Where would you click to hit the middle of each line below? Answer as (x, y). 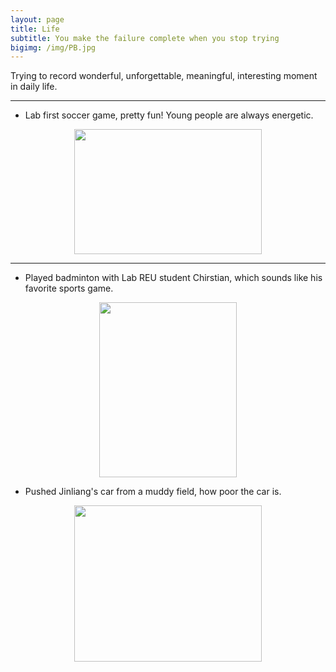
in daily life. (34, 87)
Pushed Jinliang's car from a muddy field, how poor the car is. (153, 492)
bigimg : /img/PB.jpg (53, 47)
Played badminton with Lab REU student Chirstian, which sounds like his (173, 278)
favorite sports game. (69, 288)
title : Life (35, 29)
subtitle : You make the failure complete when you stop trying (145, 38)
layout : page (37, 19)
